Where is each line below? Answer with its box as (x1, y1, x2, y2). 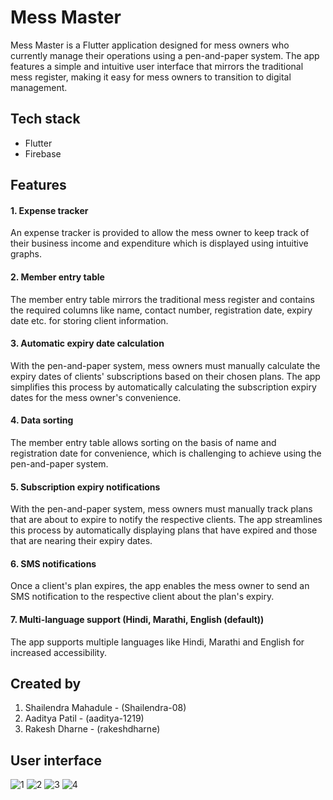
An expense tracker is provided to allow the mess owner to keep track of (10, 227, 310, 239)
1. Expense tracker (10, 204, 89, 216)
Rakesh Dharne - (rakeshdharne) (24, 723, 161, 735)
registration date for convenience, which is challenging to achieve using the (10, 447, 322, 459)
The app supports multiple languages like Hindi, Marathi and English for (10, 636, 305, 648)
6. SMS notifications (10, 557, 97, 570)
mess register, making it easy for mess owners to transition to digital (10, 71, 292, 83)
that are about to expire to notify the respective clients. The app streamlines (10, 514, 323, 526)
